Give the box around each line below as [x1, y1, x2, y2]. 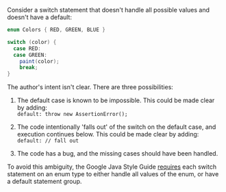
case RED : [13, 45, 41, 52]
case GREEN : [13, 51, 48, 58]
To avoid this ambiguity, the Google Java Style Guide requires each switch [7, 163, 217, 171]
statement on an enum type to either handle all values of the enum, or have [7, 170, 219, 178]
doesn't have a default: [7, 13, 72, 21]
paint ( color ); [19, 58, 60, 64]
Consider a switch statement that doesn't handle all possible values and [7, 6, 210, 14]
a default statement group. [7, 178, 82, 186]
